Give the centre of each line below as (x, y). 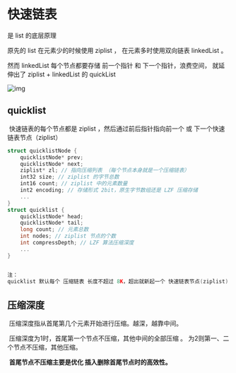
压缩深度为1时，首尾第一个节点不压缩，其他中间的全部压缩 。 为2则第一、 (116, 338)
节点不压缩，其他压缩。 (47, 348)
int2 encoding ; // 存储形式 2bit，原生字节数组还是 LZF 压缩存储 (109, 190)
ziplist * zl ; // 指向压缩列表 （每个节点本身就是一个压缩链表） (105, 170)
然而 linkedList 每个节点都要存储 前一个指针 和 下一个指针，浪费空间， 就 (113, 65)
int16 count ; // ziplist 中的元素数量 (74, 184)
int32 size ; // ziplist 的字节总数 (70, 177)
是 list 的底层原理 (32, 35)
